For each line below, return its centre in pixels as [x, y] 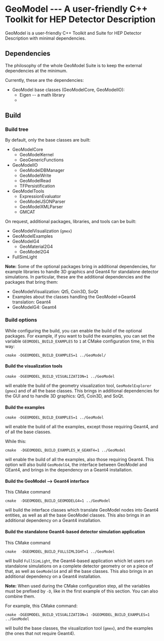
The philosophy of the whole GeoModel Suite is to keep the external [74, 65]
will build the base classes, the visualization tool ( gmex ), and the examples [79, 628]
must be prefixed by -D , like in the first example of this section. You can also [82, 591]
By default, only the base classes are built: [48, 140]
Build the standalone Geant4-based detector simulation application [75, 531]
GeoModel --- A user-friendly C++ [76, 9]
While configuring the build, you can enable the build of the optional [73, 331]
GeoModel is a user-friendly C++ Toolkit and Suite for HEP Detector [73, 33]
